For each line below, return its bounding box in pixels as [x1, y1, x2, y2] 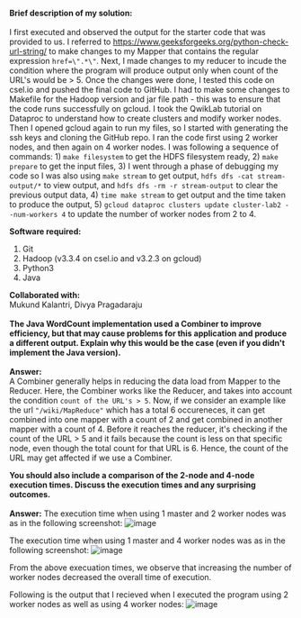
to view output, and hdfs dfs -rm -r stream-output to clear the [43, 180, 279, 190]
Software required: [9, 226, 82, 237]
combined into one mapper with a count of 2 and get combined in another [9, 414, 283, 424]
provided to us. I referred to [9, 36, 111, 47]
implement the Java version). [9, 347, 121, 358]
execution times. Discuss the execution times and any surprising [9, 479, 256, 490]
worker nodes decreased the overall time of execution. [9, 572, 212, 582]
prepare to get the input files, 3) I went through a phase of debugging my [9, 161, 279, 171]
